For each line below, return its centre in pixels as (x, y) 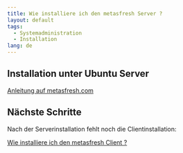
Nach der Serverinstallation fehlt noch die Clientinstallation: (92, 129)
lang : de (20, 46)
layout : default (31, 20)
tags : (15, 26)
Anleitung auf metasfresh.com (50, 90)
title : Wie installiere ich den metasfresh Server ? (85, 13)
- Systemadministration (47, 33)
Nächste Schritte (44, 112)
